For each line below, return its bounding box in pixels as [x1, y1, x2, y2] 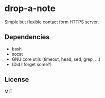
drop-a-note [4, 3, 55, 14]
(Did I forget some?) [11, 61, 52, 67]
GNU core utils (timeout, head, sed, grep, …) [11, 56, 101, 62]
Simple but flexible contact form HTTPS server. [4, 19, 99, 25]
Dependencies [4, 33, 50, 41]
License [4, 76, 29, 84]
